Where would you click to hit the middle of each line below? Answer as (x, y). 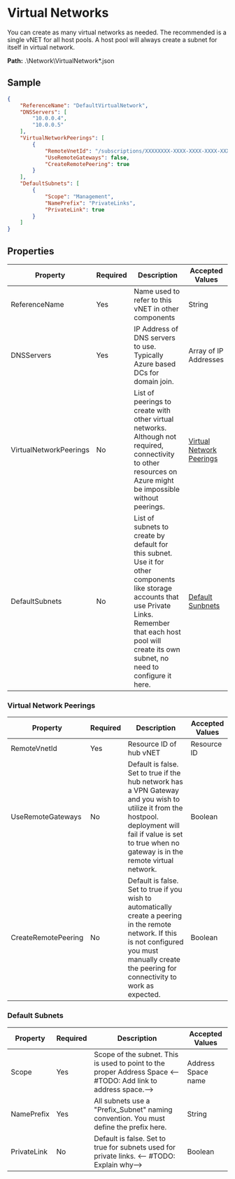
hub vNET (144, 753)
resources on (156, 471)
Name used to (157, 291)
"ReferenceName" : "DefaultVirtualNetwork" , (84, 105)
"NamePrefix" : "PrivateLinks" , (90, 203)
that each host (157, 632)
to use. (145, 346)
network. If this (152, 933)
